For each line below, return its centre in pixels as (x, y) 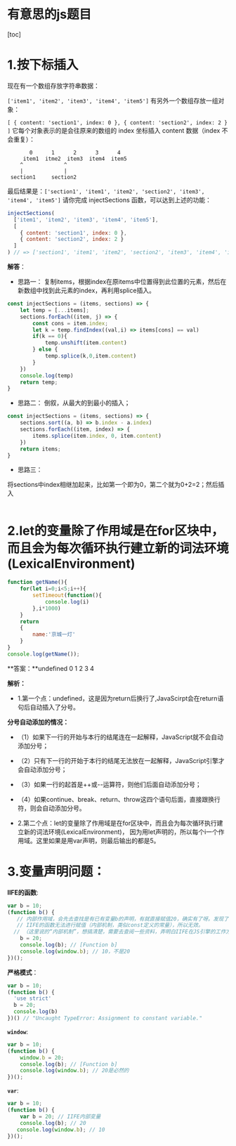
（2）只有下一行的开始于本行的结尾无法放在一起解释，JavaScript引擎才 (121, 760)
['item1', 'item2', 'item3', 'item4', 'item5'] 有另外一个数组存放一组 (113, 100)
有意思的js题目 (50, 14)
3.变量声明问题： (56, 871)
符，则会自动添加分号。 (51, 808)
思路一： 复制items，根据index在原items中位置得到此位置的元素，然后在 (122, 281)
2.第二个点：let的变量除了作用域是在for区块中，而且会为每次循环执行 (117, 823)
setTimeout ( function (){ (67, 595)
